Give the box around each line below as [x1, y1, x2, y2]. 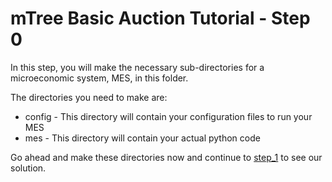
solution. [10, 162, 47, 174]
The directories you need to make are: [10, 91, 168, 103]
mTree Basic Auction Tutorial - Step [10, 7, 311, 30]
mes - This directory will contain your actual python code [24, 132, 261, 144]
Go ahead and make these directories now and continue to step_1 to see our [10, 151, 323, 163]
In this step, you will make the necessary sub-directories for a [10, 61, 265, 73]
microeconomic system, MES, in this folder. [10, 72, 189, 84]
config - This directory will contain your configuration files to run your [24, 110, 313, 122]
